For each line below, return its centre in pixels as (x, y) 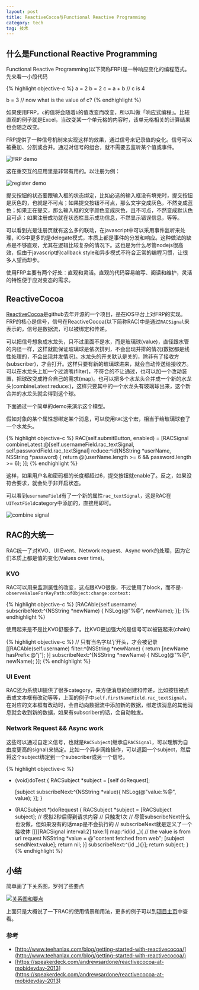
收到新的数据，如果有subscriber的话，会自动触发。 (84, 713)
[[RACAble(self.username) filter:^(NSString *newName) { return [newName (97, 649)
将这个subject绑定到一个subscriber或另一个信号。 (67, 757)
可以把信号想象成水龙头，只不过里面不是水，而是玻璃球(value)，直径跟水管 (98, 341)
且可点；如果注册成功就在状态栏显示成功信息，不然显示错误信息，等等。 (94, 218)
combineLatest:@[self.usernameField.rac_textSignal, (70, 444)
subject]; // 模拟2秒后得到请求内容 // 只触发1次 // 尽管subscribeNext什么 (102, 817)
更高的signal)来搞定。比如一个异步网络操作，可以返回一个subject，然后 (104, 749)
